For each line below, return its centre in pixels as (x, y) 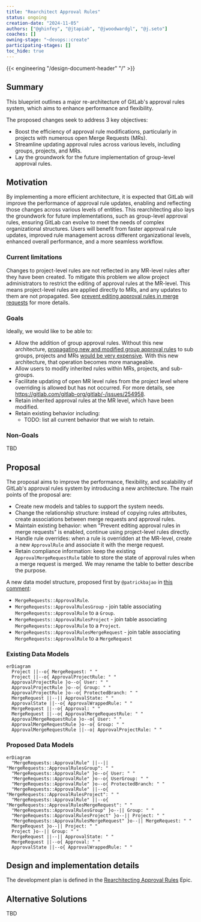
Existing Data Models (38, 654)
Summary (25, 87)
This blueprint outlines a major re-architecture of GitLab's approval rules (95, 102)
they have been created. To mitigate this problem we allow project (88, 277)
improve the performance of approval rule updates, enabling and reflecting (99, 203)
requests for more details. (38, 303)
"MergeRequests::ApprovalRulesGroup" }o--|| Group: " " (83, 810)
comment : (19, 589)
